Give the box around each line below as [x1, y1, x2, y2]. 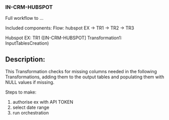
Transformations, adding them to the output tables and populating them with [5, 74, 164, 80]
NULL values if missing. [5, 79, 55, 85]
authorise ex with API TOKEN [12, 99, 73, 105]
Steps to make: [5, 89, 36, 95]
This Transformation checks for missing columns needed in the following [5, 69, 157, 75]
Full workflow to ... [5, 15, 44, 21]
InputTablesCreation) [5, 40, 49, 46]
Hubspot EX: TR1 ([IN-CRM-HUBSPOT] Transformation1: [5, 35, 122, 41]
